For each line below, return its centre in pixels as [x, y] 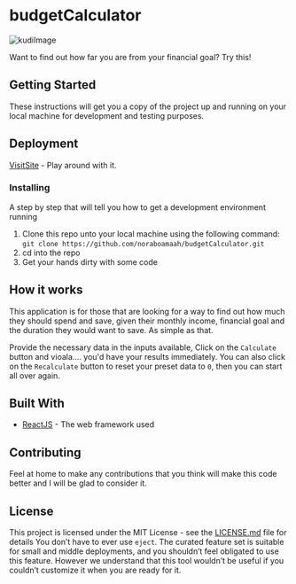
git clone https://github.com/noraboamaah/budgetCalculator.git [143, 244]
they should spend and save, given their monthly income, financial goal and [147, 321]
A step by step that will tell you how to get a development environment [137, 207]
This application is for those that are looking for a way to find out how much [147, 311]
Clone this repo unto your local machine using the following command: [151, 234]
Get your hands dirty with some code [90, 261]
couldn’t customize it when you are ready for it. [95, 570]
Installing [30, 188]
